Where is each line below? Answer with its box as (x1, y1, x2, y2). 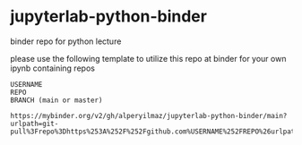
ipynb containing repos (10, 63, 95, 73)
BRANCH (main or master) (10, 96, 103, 105)
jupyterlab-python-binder (10, 6, 207, 27)
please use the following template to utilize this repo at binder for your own (10, 53, 287, 64)
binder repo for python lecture (10, 36, 122, 47)
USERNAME (10, 80, 43, 89)
